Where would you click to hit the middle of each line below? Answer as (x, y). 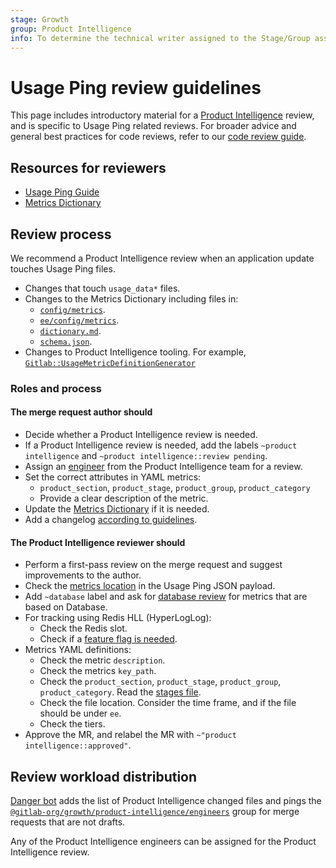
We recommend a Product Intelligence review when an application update (162, 258)
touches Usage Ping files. (63, 268)
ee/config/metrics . (79, 320)
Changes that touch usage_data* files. (102, 288)
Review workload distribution (104, 776)
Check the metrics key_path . (98, 671)
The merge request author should (81, 412)
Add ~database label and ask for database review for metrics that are (166, 597)
